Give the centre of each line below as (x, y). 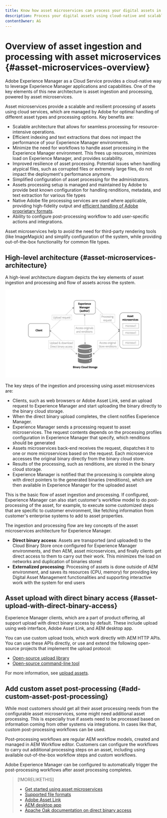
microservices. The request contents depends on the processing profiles (87, 432)
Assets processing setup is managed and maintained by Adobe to (80, 185)
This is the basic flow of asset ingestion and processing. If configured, (77, 494)
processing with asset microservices (83, 57)
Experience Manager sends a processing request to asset (71, 427)
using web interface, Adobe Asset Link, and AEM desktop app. (69, 628)
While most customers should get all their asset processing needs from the (82, 709)
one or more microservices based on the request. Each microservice (83, 453)
